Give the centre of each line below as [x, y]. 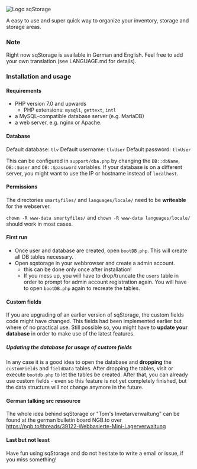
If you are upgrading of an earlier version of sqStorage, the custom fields [95, 315]
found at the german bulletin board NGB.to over [64, 420]
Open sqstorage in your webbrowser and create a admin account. [95, 263]
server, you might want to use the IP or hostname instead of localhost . [92, 173]
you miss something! [31, 459]
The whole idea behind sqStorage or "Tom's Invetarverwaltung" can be [93, 414]
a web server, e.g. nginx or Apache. [58, 123]
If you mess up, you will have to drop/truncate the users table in [101, 276]
